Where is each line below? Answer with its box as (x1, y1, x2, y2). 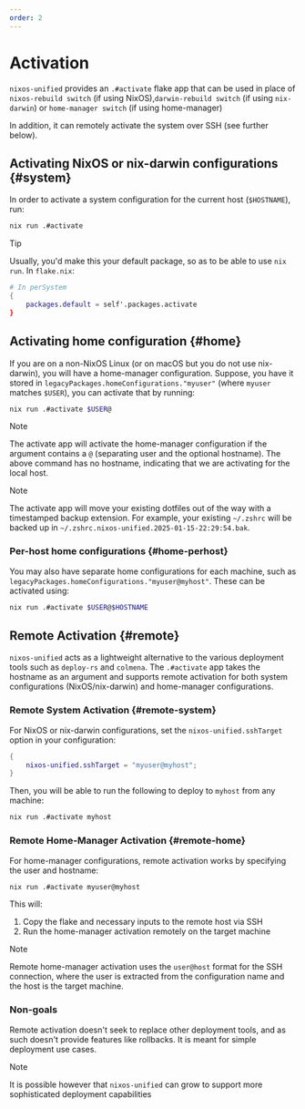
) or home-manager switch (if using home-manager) (33, 102, 223, 113)
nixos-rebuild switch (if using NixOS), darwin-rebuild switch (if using (9, 92, 273, 103)
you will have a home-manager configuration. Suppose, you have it (42, 367, 294, 378)
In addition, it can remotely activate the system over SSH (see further (9, 119, 269, 130)
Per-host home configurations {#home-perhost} (9, 545, 229, 558)
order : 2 (9, 13, 43, 23)
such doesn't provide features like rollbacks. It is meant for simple (9, 1033, 257, 1044)
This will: (9, 898, 43, 909)
